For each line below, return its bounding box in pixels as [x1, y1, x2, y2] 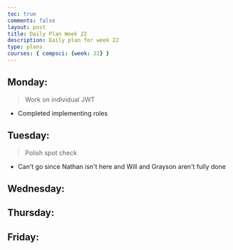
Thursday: [7, 207, 55, 219]
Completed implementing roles [17, 109, 108, 117]
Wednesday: [7, 183, 65, 195]
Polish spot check [24, 148, 77, 157]
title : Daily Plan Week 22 [7, 30, 87, 38]
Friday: [7, 231, 39, 243]
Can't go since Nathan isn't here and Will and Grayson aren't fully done [17, 162, 226, 170]
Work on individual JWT [24, 95, 95, 104]
